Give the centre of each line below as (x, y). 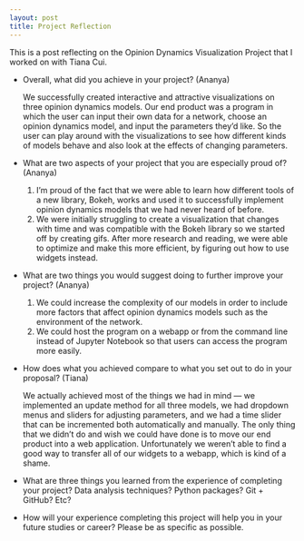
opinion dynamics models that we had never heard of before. (150, 209)
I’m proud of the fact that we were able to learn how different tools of (165, 190)
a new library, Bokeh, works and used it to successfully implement (160, 200)
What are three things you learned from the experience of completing (152, 480)
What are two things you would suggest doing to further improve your (153, 275)
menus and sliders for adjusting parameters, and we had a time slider (152, 415)
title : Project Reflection (60, 26)
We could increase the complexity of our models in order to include (162, 302)
